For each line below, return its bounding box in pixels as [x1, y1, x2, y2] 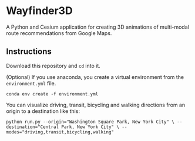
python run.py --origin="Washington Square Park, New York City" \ [6, 119, 175, 125]
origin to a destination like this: [6, 107, 80, 115]
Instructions [6, 47, 52, 57]
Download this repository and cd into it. [6, 62, 101, 69]
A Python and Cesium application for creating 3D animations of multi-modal [6, 23, 189, 30]
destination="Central [6, 124, 59, 130]
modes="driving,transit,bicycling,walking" [6, 129, 115, 135]
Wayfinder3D [6, 4, 73, 18]
